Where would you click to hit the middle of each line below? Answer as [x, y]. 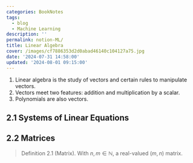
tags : [13, 18]
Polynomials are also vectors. [52, 99]
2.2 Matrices [31, 139]
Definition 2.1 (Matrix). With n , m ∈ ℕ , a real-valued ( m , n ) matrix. [102, 153]
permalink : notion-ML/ [35, 40]
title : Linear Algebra [35, 46]
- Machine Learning [36, 29]
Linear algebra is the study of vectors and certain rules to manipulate [101, 80]
